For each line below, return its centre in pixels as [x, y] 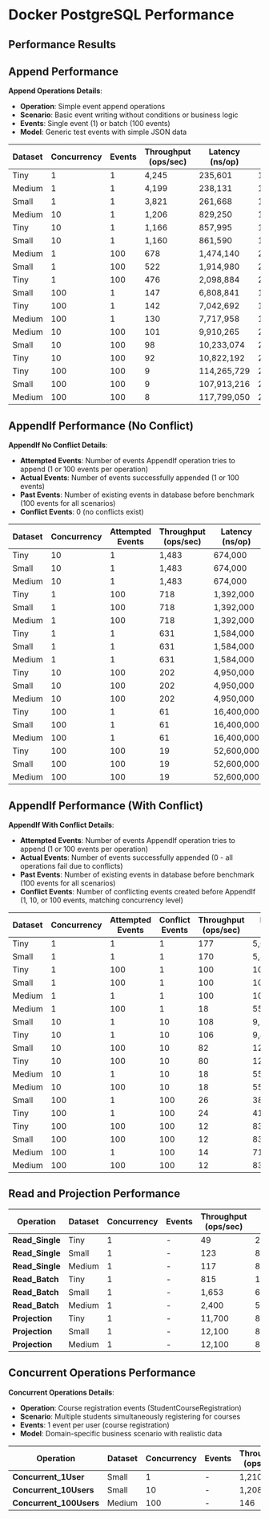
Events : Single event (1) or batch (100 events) [95, 124]
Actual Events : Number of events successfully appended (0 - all [126, 857]
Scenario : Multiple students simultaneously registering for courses [130, 1416]
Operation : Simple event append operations [92, 107]
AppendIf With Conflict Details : [61, 825]
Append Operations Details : [55, 91]
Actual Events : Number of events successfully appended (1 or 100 [130, 478]
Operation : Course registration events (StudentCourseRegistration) [130, 1407]
